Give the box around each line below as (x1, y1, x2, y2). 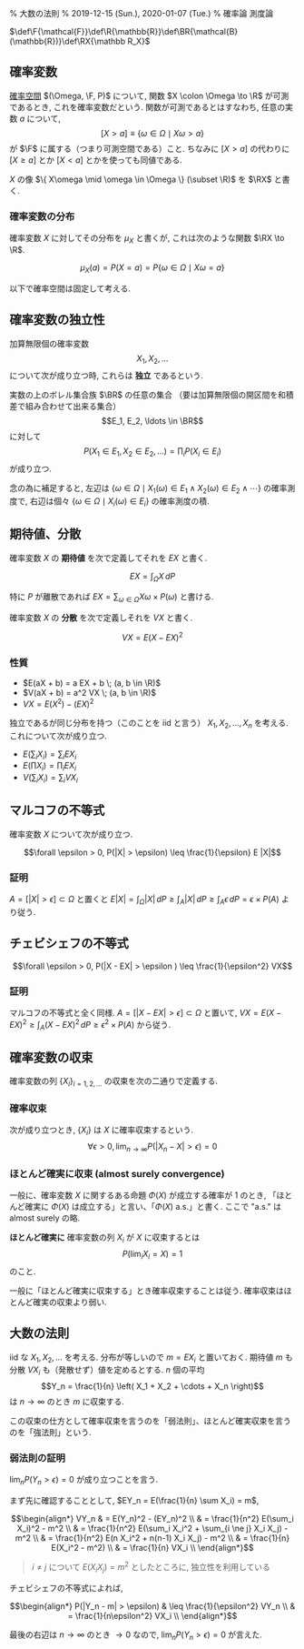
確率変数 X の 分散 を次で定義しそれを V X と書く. (9, 612, 193, 623)
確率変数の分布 (9, 210, 75, 223)
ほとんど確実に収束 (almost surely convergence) (9, 1167, 225, 1180)
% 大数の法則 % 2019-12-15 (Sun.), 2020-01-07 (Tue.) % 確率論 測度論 (9, 8, 274, 18)
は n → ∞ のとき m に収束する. (9, 1396, 125, 1407)
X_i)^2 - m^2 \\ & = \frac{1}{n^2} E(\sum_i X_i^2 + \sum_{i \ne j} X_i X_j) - (16, 1523, 289, 1534)
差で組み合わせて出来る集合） (9, 401, 121, 412)
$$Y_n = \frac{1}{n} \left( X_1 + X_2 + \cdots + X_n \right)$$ (40, 1381, 265, 1392)
